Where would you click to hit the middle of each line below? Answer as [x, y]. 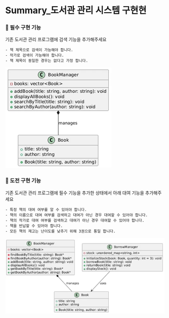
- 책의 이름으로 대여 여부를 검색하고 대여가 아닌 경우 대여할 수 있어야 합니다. [77, 215]
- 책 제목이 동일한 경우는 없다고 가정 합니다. [47, 61]
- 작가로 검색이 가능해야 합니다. [35, 56]
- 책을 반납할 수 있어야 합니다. [34, 226]
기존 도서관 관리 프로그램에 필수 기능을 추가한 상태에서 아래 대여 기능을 [75, 193]
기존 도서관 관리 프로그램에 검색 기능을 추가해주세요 [56, 40]
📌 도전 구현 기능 [23, 181]
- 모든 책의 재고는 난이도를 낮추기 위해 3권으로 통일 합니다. [60, 231]
